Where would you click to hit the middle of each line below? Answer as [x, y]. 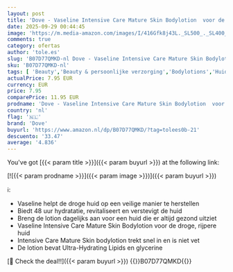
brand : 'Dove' [28, 123]
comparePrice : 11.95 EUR [43, 98]
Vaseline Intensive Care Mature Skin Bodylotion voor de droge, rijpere [117, 226]
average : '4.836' [32, 143]
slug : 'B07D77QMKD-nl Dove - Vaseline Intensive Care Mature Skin [105, 59]
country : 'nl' [28, 110]
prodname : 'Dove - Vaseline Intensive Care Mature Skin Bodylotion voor [116, 104]
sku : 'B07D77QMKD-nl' [38, 65]
